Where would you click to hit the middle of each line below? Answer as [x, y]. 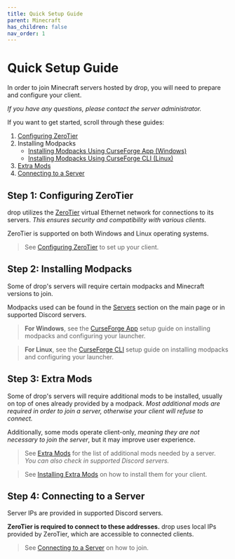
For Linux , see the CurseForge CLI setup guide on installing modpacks [126, 349]
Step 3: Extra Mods [50, 379]
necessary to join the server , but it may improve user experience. [101, 439]
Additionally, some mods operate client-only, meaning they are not [103, 432]
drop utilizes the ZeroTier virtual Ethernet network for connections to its [110, 212]
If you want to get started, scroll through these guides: [86, 122]
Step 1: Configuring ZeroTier [70, 195]
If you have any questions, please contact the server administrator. [105, 109]
